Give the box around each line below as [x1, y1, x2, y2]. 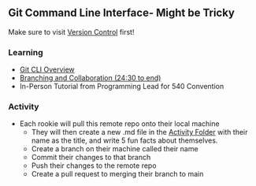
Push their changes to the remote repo [31, 161, 157, 170]
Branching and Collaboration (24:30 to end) [19, 73, 161, 83]
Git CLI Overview [19, 65, 75, 74]
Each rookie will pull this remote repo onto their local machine [19, 119, 220, 128]
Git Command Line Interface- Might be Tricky [8, 6, 235, 20]
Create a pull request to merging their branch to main [31, 169, 204, 179]
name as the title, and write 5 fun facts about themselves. [31, 136, 218, 145]
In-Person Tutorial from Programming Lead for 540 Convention [19, 82, 224, 91]
